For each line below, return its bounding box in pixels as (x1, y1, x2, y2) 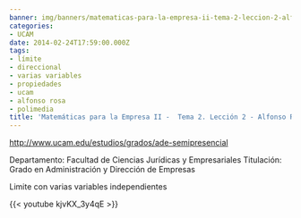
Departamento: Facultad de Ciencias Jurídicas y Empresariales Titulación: (9, 155, 282, 165)
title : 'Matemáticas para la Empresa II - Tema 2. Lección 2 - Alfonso (9, 113, 287, 122)
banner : (9, 13, 39, 22)
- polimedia (9, 105, 54, 113)
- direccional (9, 63, 63, 72)
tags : (9, 46, 30, 55)
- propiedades (9, 80, 63, 88)
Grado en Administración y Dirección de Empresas (9, 164, 195, 175)
